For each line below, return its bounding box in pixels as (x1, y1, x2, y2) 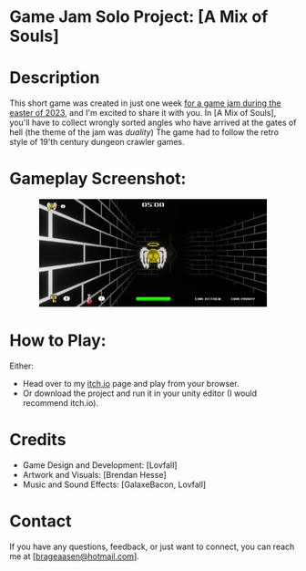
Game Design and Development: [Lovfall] (22, 459, 178, 471)
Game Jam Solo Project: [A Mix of (9, 6, 269, 27)
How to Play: (9, 330, 107, 350)
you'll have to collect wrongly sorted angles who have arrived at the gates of (9, 117, 297, 129)
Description (9, 67, 100, 88)
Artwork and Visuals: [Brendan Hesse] (22, 469, 167, 480)
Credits (9, 429, 66, 450)
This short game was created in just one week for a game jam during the (9, 98, 281, 109)
